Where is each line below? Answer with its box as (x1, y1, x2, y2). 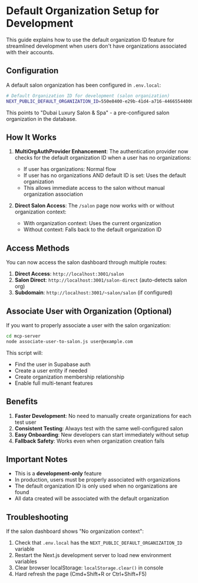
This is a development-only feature (14, 470, 102, 477)
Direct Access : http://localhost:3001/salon (14, 270, 124, 278)
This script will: (6, 349, 43, 356)
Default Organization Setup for (6, 4, 159, 18)
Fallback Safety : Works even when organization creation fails (14, 437, 165, 444)
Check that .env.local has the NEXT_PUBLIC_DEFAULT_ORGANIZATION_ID (14, 539, 183, 546)
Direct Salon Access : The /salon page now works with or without (14, 202, 175, 209)
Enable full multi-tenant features (14, 379, 93, 387)
